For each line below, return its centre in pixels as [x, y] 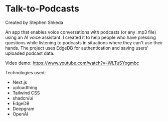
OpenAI [20, 114]
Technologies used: [26, 72]
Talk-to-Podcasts [42, 9]
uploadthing [25, 87]
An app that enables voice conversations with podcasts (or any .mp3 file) [81, 32]
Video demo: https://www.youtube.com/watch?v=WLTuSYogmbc [72, 63]
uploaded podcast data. [30, 53]
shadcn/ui [23, 98]
